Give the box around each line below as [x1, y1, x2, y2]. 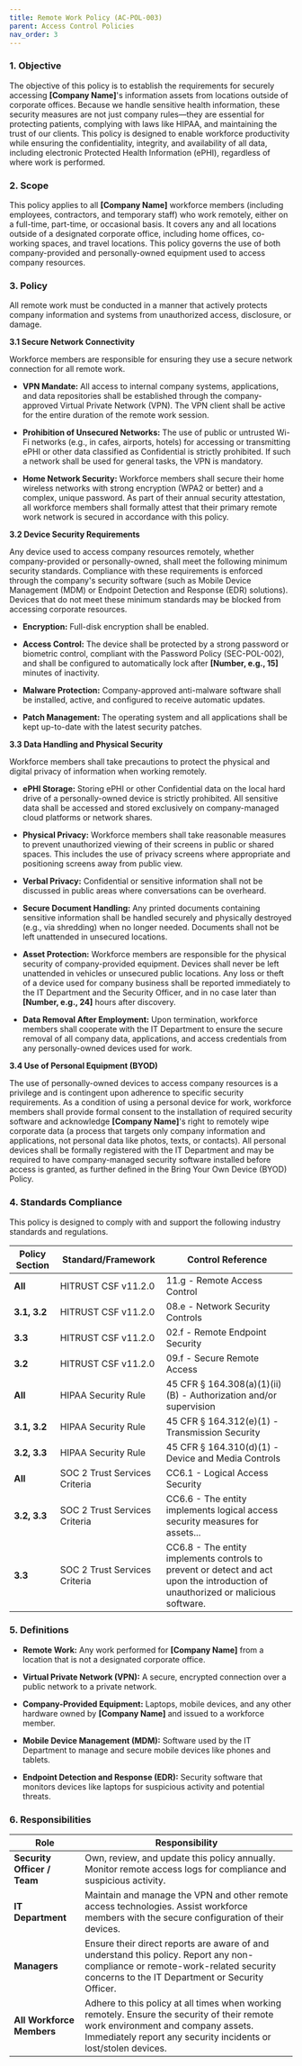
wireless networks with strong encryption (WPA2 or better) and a [22, 483, 263, 494]
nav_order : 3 [9, 30, 58, 39]
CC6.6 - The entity [165, 1492, 247, 1505]
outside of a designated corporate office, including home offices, [9, 228, 250, 239]
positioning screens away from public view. [22, 858, 183, 869]
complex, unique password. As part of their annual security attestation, [22, 493, 286, 503]
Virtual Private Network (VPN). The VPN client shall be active [59, 400, 286, 411]
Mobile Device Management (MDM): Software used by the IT [22, 1735, 252, 1745]
